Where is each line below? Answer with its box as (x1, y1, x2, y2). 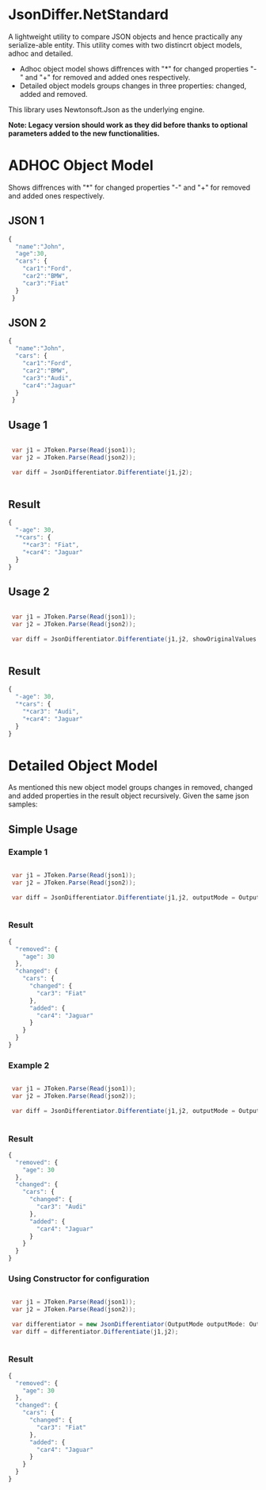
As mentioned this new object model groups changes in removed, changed (8, 783, 253, 792)
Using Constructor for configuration (8, 1272, 150, 1284)
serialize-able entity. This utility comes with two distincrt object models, (8, 40, 243, 49)
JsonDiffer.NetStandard (8, 6, 169, 24)
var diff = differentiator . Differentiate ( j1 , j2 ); (11, 1327, 179, 1335)
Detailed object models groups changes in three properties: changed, (19, 81, 247, 90)
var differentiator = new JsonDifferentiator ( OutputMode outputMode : (11, 1320, 246, 1328)
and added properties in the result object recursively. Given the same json (8, 791, 249, 801)
